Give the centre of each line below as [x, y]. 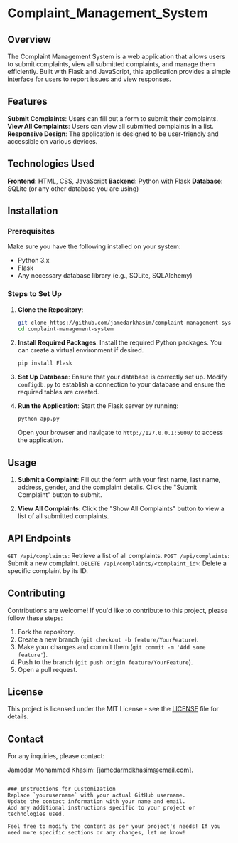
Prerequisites [31, 231]
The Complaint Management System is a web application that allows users [116, 56]
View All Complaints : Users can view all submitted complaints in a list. [111, 126]
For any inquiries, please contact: [56, 756]
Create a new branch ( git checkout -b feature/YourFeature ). [108, 639]
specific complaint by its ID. [48, 570]
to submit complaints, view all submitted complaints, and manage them [111, 64]
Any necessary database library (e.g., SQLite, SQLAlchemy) [105, 276]
